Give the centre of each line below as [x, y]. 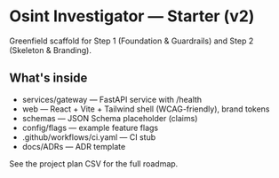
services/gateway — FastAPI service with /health [112, 99]
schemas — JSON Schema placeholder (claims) [110, 118]
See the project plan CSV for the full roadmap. [94, 163]
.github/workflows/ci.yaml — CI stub [89, 137]
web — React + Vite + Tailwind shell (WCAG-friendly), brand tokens [146, 109]
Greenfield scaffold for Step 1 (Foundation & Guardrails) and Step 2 [132, 41]
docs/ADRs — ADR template [74, 146]
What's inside [48, 78]
